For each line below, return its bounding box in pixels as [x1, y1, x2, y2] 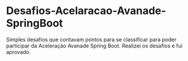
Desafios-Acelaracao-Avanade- [6, 4, 167, 18]
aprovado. [6, 48, 31, 55]
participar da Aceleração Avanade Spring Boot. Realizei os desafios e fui [6, 42, 183, 49]
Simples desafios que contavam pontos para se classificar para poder [6, 36, 177, 43]
